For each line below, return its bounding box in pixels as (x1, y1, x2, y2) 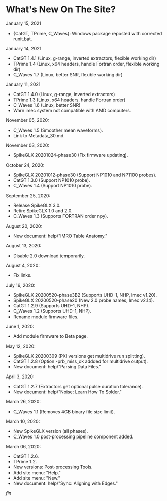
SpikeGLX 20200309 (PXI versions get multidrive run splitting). (13, 353, 145, 359)
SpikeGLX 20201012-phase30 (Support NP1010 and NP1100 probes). (13, 172, 157, 178)
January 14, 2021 (6, 45, 42, 51)
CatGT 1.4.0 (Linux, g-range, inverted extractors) (13, 91, 115, 97)
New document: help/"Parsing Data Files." (13, 363, 102, 369)
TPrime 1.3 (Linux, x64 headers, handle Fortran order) (13, 97, 126, 103)
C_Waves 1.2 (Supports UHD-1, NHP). (13, 308, 92, 314)
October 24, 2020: (6, 162, 45, 168)
